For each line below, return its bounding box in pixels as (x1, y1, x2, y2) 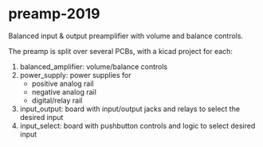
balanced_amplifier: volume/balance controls (19, 61, 168, 72)
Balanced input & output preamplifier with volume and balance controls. (8, 31, 244, 41)
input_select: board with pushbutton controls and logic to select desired (19, 121, 256, 130)
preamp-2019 (8, 5, 101, 23)
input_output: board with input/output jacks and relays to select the (19, 104, 241, 114)
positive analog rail (31, 79, 94, 88)
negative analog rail (31, 87, 97, 96)
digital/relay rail (31, 95, 83, 105)
